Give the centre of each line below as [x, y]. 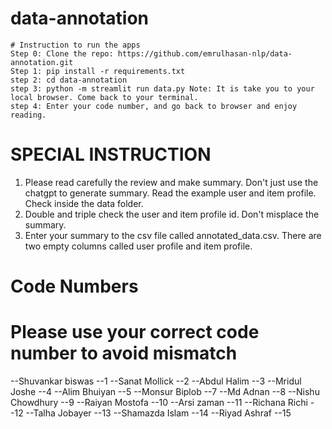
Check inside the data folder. [84, 203]
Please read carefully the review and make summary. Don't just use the [171, 182]
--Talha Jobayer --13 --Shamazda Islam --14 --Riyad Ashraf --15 [158, 413]
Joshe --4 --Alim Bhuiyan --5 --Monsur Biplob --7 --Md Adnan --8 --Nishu [165, 391]
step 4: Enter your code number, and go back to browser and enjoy [154, 106]
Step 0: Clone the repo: [62, 53]
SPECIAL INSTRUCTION [111, 154]
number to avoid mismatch [124, 353]
